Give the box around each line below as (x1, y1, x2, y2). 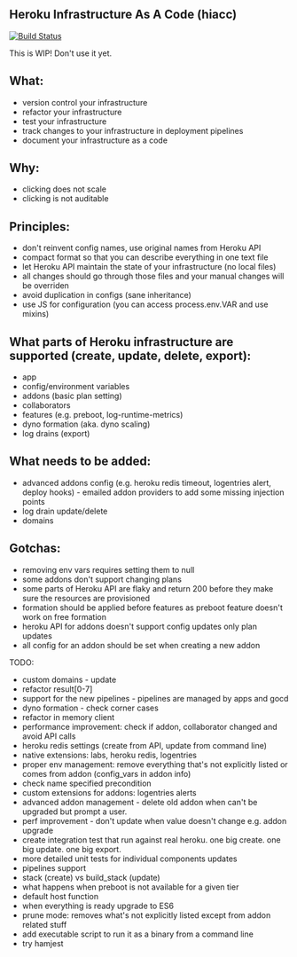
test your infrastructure (21, 115, 107, 127)
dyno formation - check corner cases (21, 702, 160, 713)
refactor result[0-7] (21, 683, 93, 694)
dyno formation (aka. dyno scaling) (21, 419, 151, 429)
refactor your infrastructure (21, 106, 122, 117)
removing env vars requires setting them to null (21, 564, 195, 575)
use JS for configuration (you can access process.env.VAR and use (21, 299, 269, 310)
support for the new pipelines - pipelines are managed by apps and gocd (21, 693, 289, 703)
